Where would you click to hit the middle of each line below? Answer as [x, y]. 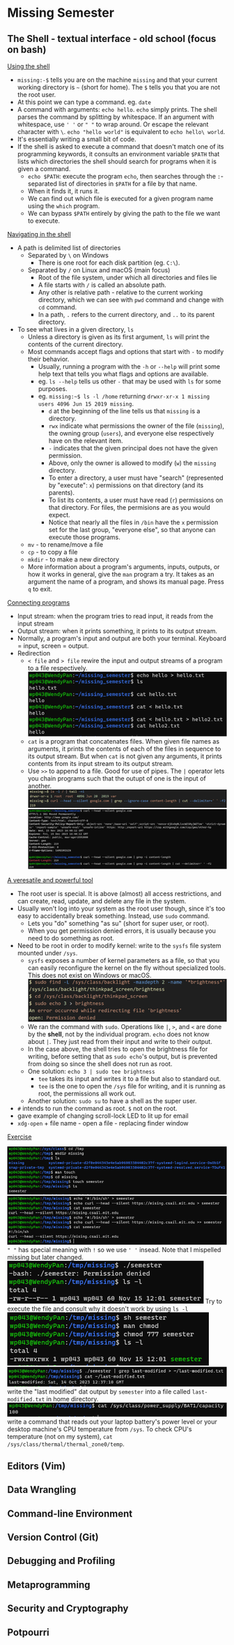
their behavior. [48, 359]
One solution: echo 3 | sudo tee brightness [91, 1071]
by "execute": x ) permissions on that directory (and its [126, 485]
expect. [60, 515]
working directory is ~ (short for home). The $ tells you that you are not [119, 87]
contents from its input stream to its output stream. [101, 764]
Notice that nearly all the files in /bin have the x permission [133, 522]
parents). [62, 493]
